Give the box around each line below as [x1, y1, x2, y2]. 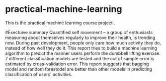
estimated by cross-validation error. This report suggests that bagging [5, 61, 149, 67]
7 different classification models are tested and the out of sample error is [5, 55, 155, 61]
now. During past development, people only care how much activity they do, [5, 40, 162, 45]
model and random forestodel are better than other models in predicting [5, 66, 153, 72]
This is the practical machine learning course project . [5, 20, 115, 26]
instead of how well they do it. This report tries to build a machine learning [5, 45, 158, 51]
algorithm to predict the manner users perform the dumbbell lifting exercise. [5, 50, 161, 56]
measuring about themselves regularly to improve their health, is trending [5, 35, 156, 40]
